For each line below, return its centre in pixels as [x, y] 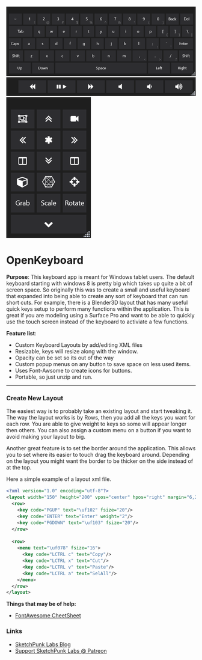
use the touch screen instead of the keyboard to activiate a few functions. [98, 322]
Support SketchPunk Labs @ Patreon [61, 650]
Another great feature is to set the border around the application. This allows [101, 448]
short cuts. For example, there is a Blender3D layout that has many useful [97, 303]
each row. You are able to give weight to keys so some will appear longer [96, 424]
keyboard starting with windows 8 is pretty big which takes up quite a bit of [99, 284]
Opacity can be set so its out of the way [64, 358]
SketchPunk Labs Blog [43, 644]
